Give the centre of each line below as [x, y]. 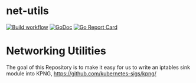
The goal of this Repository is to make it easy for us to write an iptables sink [98, 67]
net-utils [27, 11]
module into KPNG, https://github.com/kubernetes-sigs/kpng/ [81, 73]
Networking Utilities [56, 51]
